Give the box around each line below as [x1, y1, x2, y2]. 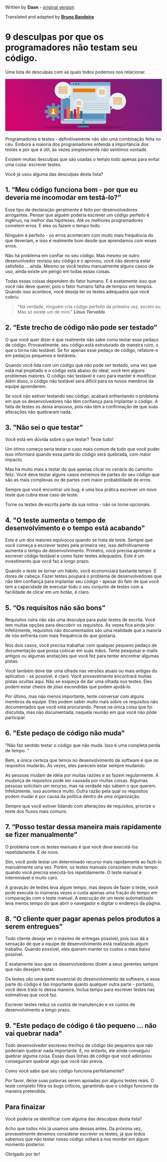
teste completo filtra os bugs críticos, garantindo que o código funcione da [5, 1083, 159, 1089]
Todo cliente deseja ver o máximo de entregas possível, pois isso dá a [5, 936, 149, 942]
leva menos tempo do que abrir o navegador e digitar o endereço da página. [5, 900, 162, 906]
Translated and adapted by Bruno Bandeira [5, 14, 94, 19]
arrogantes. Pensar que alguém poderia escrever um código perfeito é [5, 212, 150, 218]
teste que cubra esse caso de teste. [5, 492, 79, 498]
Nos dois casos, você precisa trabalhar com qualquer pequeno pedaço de [5, 643, 158, 649]
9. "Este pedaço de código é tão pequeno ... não [5, 1021, 157, 1030]
